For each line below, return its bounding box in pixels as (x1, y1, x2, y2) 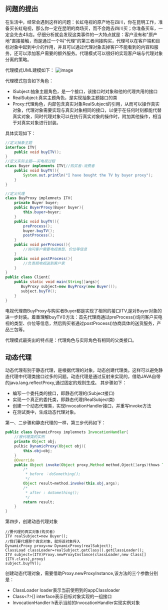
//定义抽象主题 (5, 140, 32, 145)
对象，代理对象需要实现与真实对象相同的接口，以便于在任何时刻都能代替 (12, 107, 161, 113)
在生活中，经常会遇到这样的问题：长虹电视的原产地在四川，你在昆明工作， (5, 19, 158, 25)
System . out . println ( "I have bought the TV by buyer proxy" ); (23, 172, 153, 177)
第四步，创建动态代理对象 (5, 518, 58, 524)
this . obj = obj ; (23, 448, 52, 453)
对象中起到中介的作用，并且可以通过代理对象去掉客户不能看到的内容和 (9, 44, 154, 50)
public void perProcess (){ (14, 242, 70, 247)
